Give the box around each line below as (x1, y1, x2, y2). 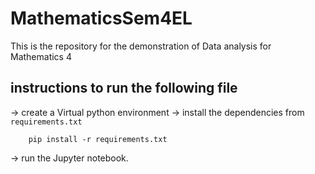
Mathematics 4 (10, 50, 72, 62)
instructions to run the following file (10, 80, 238, 97)
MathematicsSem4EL (10, 7, 193, 30)
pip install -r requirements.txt (28, 134, 168, 144)
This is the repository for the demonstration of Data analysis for (10, 40, 272, 52)
